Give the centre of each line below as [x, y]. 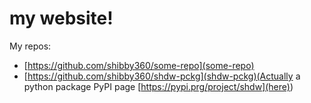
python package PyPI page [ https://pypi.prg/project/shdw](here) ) [158, 86]
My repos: [30, 46]
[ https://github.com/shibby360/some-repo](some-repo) [139, 65]
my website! [61, 18]
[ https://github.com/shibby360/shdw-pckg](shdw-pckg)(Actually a [162, 76]
